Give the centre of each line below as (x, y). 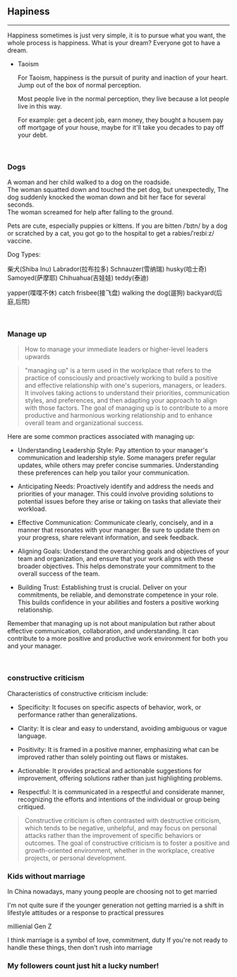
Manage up (27, 334)
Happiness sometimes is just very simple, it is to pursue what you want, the (117, 35)
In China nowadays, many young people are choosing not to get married (112, 891)
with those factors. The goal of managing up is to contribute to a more (126, 408)
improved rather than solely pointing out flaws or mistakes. (103, 757)
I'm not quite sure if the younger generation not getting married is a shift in (116, 905)
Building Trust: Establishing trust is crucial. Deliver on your (102, 588)
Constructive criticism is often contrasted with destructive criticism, (123, 820)
